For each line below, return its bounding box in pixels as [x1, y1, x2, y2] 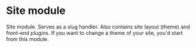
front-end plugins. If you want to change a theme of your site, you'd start [6, 29, 183, 36]
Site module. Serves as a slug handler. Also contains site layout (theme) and [6, 23, 190, 30]
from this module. [6, 35, 49, 42]
